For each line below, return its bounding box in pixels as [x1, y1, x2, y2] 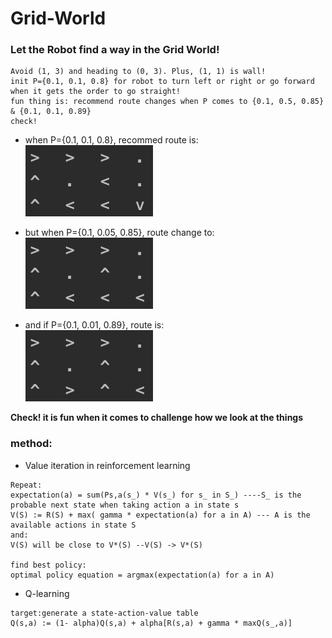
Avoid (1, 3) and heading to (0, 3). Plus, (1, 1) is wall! [10, 67, 267, 77]
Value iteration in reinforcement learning [24, 459, 191, 471]
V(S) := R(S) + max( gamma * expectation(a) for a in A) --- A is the [10, 510, 311, 520]
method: [10, 437, 53, 451]
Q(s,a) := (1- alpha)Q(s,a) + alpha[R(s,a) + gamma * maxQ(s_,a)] [10, 618, 293, 628]
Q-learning [24, 587, 70, 599]
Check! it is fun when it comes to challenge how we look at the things [10, 412, 304, 424]
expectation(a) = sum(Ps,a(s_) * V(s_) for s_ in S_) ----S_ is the [10, 490, 302, 500]
